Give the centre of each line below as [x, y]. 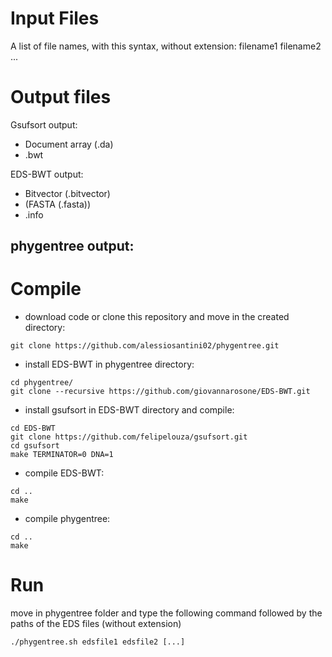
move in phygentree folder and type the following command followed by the [166, 613]
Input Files [55, 18]
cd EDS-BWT [33, 428]
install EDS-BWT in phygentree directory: [109, 364]
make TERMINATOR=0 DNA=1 [62, 455]
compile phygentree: [67, 519]
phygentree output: [72, 246]
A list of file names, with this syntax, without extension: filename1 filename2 [166, 46]
